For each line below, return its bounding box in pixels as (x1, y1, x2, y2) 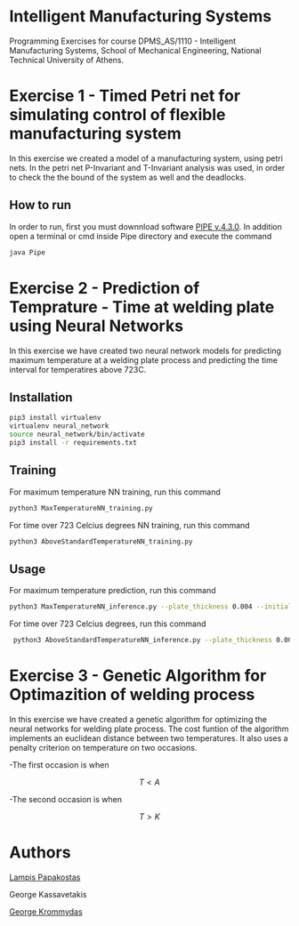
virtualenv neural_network (9, 422, 109, 431)
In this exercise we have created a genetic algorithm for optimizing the (9, 713, 267, 724)
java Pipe (9, 247, 46, 257)
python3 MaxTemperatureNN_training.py (9, 503, 153, 512)
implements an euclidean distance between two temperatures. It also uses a (9, 732, 288, 744)
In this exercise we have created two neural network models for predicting (9, 345, 282, 356)
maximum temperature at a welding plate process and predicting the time (9, 354, 279, 366)
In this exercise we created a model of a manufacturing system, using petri (9, 153, 283, 164)
